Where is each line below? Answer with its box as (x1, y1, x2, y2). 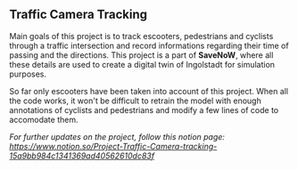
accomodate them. (9, 114, 79, 125)
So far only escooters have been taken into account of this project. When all (9, 85, 288, 96)
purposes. (9, 69, 47, 79)
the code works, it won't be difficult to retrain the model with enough (9, 95, 261, 106)
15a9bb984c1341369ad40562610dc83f (9, 150, 154, 161)
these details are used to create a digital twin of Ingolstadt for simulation (9, 59, 275, 69)
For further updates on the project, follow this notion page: (9, 131, 226, 142)
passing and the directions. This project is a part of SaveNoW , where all (9, 49, 274, 61)
